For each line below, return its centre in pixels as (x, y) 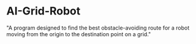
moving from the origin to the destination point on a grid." (79, 34)
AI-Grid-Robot (43, 11)
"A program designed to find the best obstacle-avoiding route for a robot (98, 28)
